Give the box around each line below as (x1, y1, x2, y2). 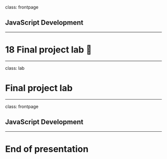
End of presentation (5, 143, 88, 155)
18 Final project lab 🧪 (5, 44, 92, 55)
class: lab (5, 65, 25, 71)
